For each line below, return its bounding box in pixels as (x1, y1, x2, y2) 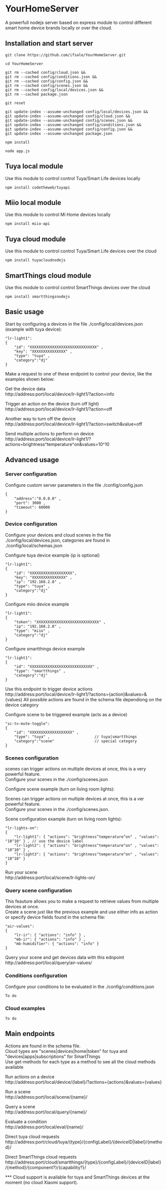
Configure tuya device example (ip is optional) (5, 552, 100, 558)
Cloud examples (5, 1004, 45, 1011)
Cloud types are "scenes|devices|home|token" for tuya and (5, 1048, 128, 1054)
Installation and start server (5, 39, 93, 48)
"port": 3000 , (14, 500, 46, 505)
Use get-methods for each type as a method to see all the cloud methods (5, 1058, 156, 1065)
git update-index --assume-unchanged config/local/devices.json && (5, 109, 149, 114)
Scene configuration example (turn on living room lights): (5, 816, 122, 822)
